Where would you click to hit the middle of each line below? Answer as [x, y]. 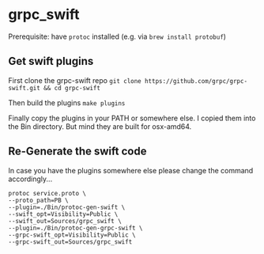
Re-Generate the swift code [77, 152]
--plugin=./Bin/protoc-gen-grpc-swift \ [76, 228]
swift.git [25, 88]
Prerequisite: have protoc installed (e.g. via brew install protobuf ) [117, 36]
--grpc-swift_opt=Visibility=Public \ [72, 235]
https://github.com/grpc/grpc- [196, 81]
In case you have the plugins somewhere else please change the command [131, 170]
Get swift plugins [51, 61]
